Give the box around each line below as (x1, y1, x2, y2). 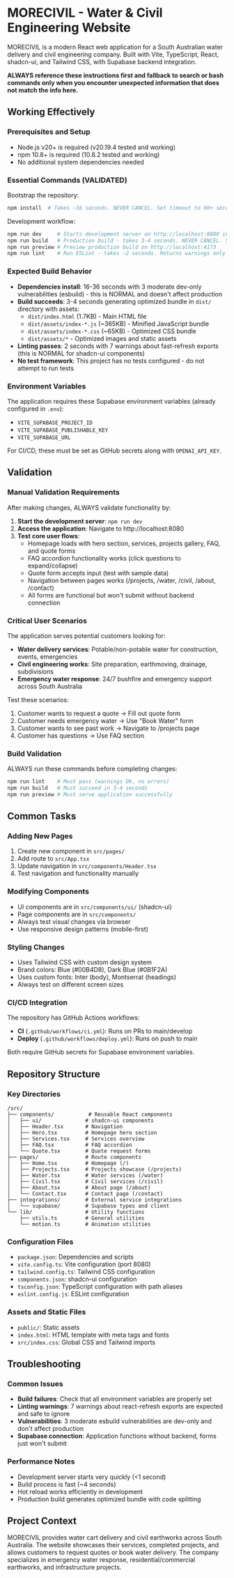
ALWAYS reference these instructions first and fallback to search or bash (7, 71, 224, 79)
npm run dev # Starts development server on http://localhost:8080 (7, 230, 219, 238)
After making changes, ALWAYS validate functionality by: (7, 503, 171, 512)
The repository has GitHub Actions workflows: (7, 1013, 140, 1022)
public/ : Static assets (17, 1323, 80, 1331)
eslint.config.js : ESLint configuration (17, 1290, 130, 1298)
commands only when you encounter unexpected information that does (7, 78, 219, 86)
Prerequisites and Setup (7, 127, 91, 137)
